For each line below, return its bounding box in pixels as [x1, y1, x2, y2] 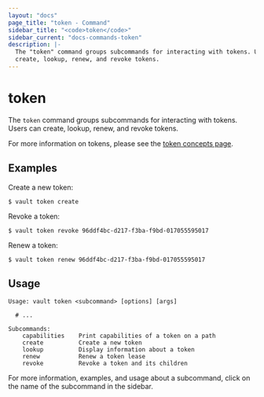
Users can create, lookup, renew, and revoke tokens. [8, 123, 179, 133]
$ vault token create [8, 197, 79, 205]
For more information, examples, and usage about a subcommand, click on [8, 373, 251, 383]
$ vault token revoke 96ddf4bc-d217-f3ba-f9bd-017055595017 [8, 226, 210, 234]
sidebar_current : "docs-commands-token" [8, 33, 143, 42]
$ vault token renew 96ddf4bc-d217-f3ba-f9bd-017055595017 [8, 255, 206, 263]
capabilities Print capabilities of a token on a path [22, 332, 216, 340]
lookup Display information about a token [22, 346, 195, 354]
